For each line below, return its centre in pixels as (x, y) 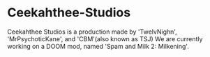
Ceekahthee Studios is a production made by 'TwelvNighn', (92, 32)
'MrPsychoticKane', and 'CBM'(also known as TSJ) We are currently (105, 38)
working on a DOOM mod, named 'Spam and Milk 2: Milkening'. (98, 46)
